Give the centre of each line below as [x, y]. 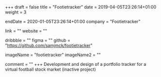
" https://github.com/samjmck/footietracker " [49, 45]
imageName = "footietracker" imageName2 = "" [53, 55]
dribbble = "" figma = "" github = [38, 40]
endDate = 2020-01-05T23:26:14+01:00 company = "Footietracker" [73, 22]
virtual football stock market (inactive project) [50, 69]
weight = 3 [16, 12]
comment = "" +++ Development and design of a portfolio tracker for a [76, 64]
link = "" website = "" [26, 31]
